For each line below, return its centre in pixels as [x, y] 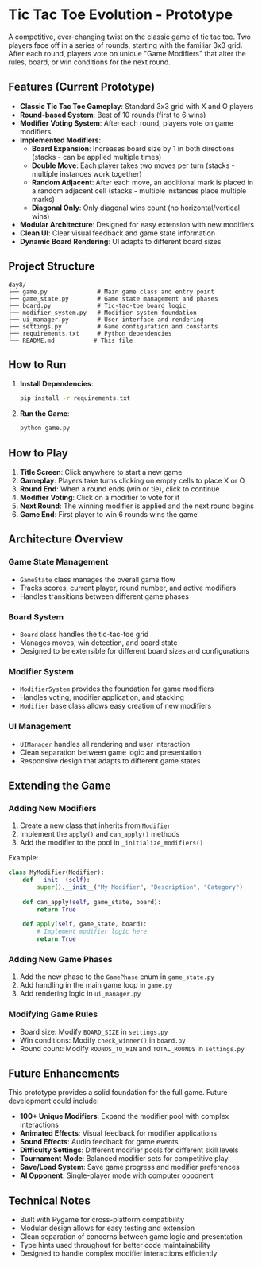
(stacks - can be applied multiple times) [96, 157]
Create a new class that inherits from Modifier [95, 825]
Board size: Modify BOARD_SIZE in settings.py [94, 1031]
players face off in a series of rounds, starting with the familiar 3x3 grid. [125, 45]
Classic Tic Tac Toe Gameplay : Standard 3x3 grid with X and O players [137, 106]
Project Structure [52, 267]
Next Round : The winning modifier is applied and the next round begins [137, 506]
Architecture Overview [66, 540]
